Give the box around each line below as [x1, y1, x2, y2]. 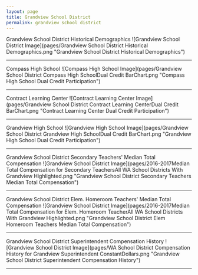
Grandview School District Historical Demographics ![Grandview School [6, 36, 180, 43]
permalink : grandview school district [6, 19, 101, 25]
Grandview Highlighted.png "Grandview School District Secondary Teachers [6, 172, 192, 180]
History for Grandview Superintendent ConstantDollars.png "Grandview [6, 250, 180, 257]
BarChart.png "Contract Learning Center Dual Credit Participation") [6, 107, 170, 114]
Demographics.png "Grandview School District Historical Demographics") [6, 48, 186, 55]
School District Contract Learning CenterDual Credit [52, 101, 179, 108]
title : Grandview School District [6, 14, 91, 20]
